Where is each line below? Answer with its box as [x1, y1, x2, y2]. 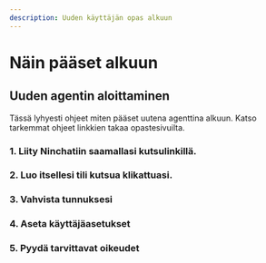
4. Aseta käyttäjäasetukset [9, 218, 131, 230]
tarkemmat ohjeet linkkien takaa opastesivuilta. [9, 122, 185, 132]
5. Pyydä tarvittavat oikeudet [9, 242, 140, 255]
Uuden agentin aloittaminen [9, 88, 171, 104]
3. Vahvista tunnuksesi [9, 193, 113, 206]
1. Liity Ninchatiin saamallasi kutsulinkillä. [9, 144, 197, 157]
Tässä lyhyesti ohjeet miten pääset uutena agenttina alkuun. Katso [9, 112, 257, 123]
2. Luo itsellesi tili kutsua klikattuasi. [9, 169, 173, 181]
